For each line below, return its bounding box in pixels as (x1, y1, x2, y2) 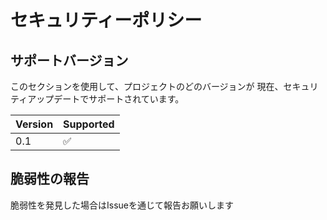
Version (15, 117, 54, 131)
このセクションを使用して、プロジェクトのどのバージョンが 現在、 (10, 81, 284, 92)
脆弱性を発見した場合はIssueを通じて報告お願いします (10, 199, 234, 211)
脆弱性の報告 (10, 171, 90, 188)
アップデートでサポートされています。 (27, 93, 185, 105)
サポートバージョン (10, 52, 129, 69)
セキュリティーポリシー (10, 9, 203, 32)
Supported (63, 117, 115, 131)
